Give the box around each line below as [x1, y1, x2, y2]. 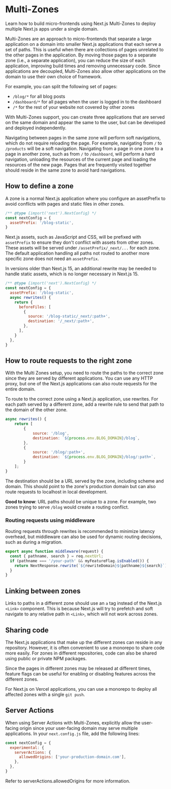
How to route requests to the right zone [5, 356, 132, 365]
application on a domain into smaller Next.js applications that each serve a [5, 41, 161, 47]
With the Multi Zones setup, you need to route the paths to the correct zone [5, 370, 164, 376]
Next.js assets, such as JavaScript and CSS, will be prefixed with [5, 234, 141, 240]
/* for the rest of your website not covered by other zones [12, 104, 135, 110]
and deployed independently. [5, 125, 67, 131]
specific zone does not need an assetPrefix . [5, 256, 99, 262]
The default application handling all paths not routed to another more [5, 250, 150, 257]
